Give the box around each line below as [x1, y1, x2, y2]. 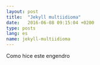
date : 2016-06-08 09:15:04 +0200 [6, 19, 95, 25]
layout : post [6, 8, 39, 15]
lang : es [6, 31, 28, 37]
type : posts [6, 25, 36, 31]
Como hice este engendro [6, 53, 70, 59]
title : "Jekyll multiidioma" [6, 14, 82, 20]
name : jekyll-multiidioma [6, 36, 70, 42]
